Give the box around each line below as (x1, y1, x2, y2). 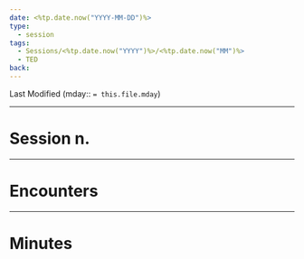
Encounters (9, 181, 99, 201)
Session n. (9, 128, 90, 149)
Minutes (9, 233, 72, 254)
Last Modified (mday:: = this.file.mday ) (9, 88, 161, 99)
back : (9, 64, 30, 73)
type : (9, 22, 30, 31)
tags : (9, 38, 30, 48)
